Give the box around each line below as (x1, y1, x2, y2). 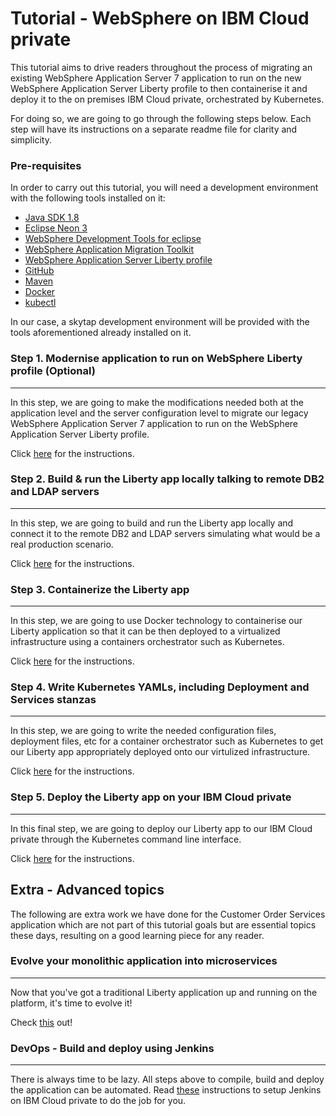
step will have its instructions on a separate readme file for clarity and (10, 123, 298, 135)
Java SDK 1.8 (24, 212, 80, 224)
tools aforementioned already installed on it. (10, 327, 192, 339)
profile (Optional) (10, 364, 96, 378)
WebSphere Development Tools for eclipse (24, 233, 202, 245)
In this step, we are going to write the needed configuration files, (10, 725, 277, 737)
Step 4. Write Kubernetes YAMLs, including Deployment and (10, 680, 310, 694)
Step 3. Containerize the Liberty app (10, 582, 190, 596)
